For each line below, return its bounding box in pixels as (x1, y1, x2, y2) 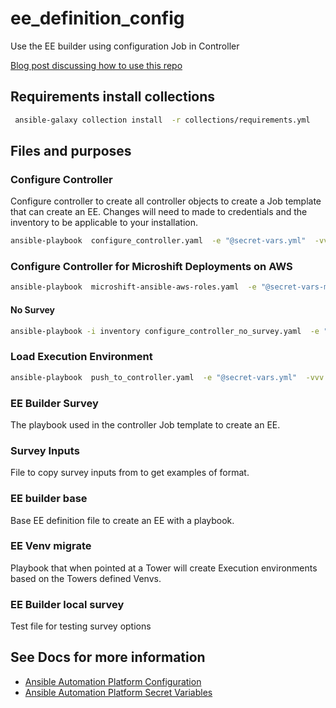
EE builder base (10, 492, 88, 506)
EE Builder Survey (10, 396, 99, 410)
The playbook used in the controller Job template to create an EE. (10, 418, 281, 431)
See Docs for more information (10, 649, 206, 666)
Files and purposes (10, 143, 132, 160)
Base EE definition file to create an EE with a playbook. (10, 514, 235, 526)
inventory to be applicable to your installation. (10, 217, 199, 229)
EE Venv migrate (10, 539, 92, 553)
